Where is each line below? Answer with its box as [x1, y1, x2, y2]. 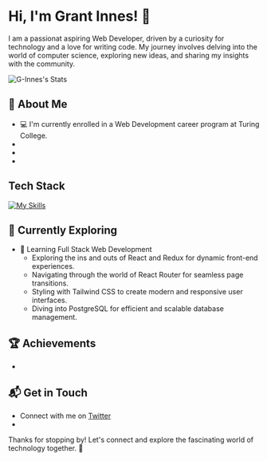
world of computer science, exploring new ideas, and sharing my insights [8, 50, 249, 60]
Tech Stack [8, 179, 65, 193]
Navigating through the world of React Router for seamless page [31, 270, 244, 280]
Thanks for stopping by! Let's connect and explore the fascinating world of [8, 435, 253, 444]
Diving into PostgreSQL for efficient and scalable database [31, 304, 225, 313]
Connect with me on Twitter [19, 411, 112, 420]
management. [31, 313, 77, 322]
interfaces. [31, 295, 68, 305]
